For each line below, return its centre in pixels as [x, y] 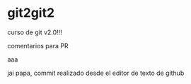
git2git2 [31, 13]
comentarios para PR [38, 45]
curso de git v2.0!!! [35, 32]
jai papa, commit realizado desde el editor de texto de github [96, 73]
